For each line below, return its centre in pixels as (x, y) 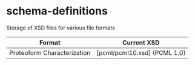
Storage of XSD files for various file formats (61, 28)
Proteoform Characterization (50, 52)
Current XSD (141, 42)
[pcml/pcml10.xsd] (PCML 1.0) (141, 52)
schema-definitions (57, 11)
